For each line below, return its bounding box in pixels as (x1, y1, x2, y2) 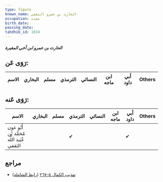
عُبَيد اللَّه (7, 136, 25, 143)
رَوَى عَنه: (5, 95, 29, 103)
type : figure (5, 7, 32, 12)
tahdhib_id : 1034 (5, 30, 40, 34)
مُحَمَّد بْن (7, 130, 25, 137)
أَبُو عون (7, 124, 23, 131)
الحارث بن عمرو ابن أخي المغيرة (5, 45, 63, 50)
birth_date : (5, 20, 29, 26)
